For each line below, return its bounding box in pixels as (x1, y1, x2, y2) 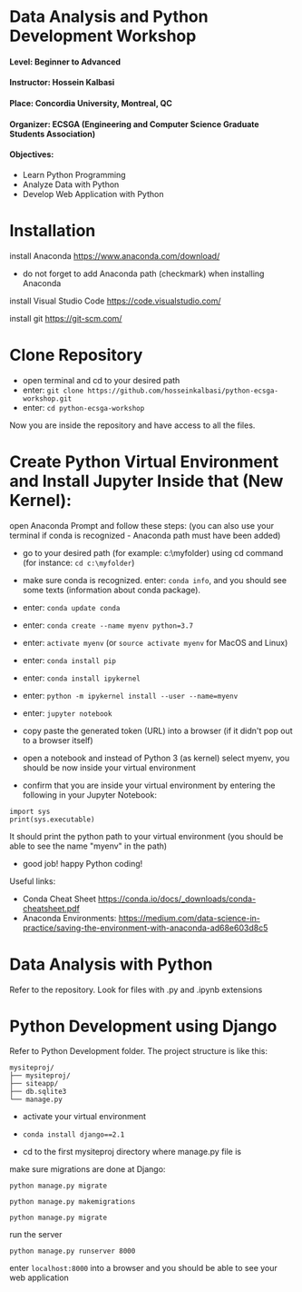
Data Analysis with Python (9, 954, 213, 974)
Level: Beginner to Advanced (9, 56, 121, 67)
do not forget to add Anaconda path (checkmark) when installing (22, 268, 265, 279)
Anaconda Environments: (22, 912, 117, 923)
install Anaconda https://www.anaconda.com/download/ (9, 250, 220, 261)
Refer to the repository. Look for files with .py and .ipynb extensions (9, 984, 263, 995)
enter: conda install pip (22, 654, 116, 665)
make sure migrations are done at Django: (9, 1164, 166, 1175)
